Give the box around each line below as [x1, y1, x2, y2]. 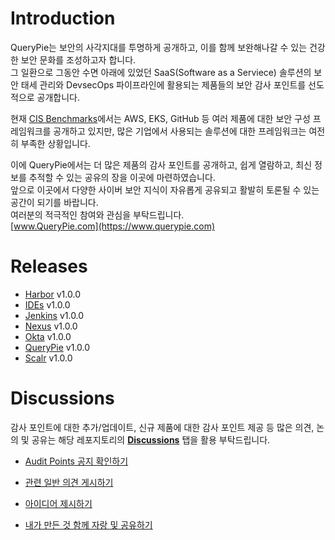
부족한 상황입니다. [20, 137, 91, 149]
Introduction [10, 7, 116, 30]
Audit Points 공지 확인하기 [24, 455, 129, 467]
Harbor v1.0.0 [24, 288, 81, 300]
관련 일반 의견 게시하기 [24, 476, 114, 488]
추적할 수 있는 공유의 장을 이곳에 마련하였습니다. [28, 171, 216, 183]
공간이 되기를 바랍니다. [10, 196, 99, 208]
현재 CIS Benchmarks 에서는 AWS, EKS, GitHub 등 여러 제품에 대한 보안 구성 [10, 112, 311, 124]
